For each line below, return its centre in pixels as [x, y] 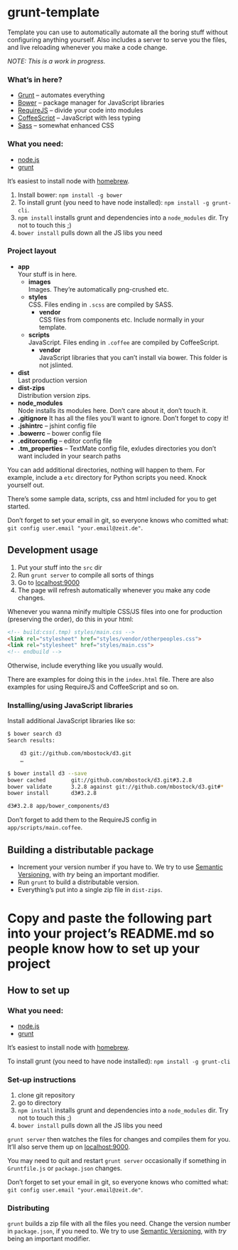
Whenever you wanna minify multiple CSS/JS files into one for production [115, 611]
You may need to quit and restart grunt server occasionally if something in [117, 1161]
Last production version [52, 380]
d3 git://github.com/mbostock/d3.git [76, 754]
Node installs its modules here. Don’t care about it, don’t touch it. [113, 410]
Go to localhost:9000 [49, 583]
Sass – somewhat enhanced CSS [66, 125]
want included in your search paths [69, 456]
